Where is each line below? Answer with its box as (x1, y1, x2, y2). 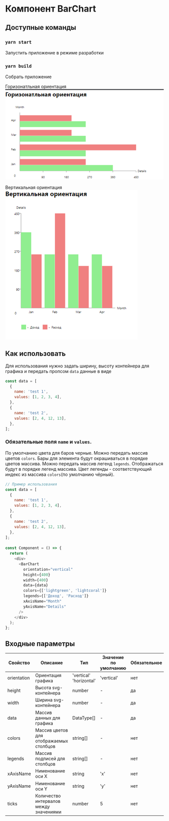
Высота (35, 685, 51, 691)
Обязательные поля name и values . (5, 439, 92, 446)
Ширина (35, 697, 53, 703)
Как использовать (5, 349, 66, 358)
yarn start (5, 39, 32, 45)
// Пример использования (5, 481, 57, 487)
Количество (35, 793, 61, 799)
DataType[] (72, 715, 96, 721)
